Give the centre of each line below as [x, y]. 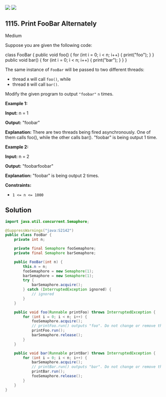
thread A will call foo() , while [41, 79]
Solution [18, 210]
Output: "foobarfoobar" [29, 166]
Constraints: [18, 185]
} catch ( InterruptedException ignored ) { [67, 289]
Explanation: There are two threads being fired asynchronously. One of [78, 132]
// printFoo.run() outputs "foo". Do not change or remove [93, 326]
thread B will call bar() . [36, 84]
